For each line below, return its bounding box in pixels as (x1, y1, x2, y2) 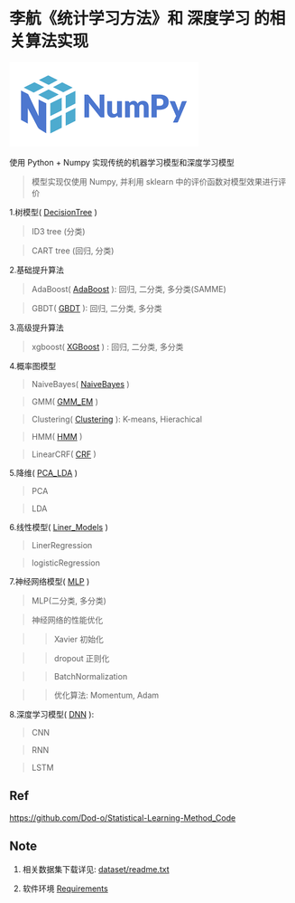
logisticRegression (31, 557, 101, 568)
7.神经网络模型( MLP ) (9, 575, 90, 586)
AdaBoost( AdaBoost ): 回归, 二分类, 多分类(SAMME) (31, 283, 227, 294)
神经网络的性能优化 (31, 614, 104, 625)
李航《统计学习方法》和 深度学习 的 (9, 8, 271, 29)
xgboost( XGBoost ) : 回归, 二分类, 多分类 (31, 341, 184, 352)
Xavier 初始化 (53, 633, 104, 644)
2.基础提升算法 (9, 264, 65, 275)
